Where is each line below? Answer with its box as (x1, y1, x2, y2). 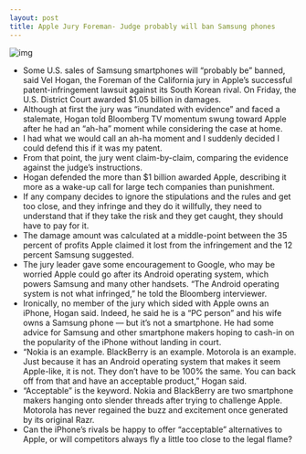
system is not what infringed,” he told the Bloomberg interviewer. (22, 288, 268, 299)
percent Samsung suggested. (22, 248, 134, 260)
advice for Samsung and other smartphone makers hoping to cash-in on (22, 326, 295, 338)
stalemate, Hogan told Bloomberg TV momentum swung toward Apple (22, 113, 287, 124)
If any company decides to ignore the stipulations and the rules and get (22, 191, 291, 202)
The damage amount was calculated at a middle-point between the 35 (22, 229, 288, 240)
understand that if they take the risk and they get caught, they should (22, 210, 284, 221)
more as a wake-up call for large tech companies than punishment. (22, 181, 276, 192)
